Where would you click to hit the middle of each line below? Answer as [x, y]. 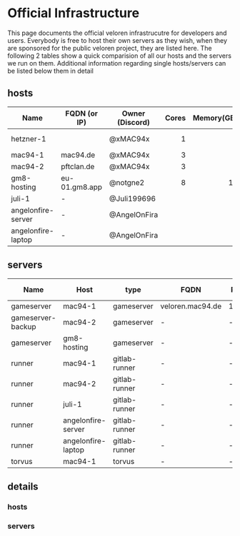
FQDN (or [82, 113]
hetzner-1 [29, 138]
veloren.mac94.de [191, 306]
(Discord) [133, 122]
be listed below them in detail [51, 71]
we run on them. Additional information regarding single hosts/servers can [117, 63]
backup [24, 326]
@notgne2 [127, 182]
